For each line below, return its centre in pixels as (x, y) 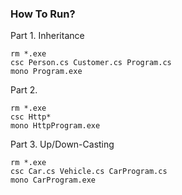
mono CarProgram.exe (53, 180)
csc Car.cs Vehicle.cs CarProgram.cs (89, 172)
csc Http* (31, 117)
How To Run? (43, 14)
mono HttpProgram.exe (55, 126)
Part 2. (24, 90)
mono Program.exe (46, 72)
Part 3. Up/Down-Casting (62, 144)
